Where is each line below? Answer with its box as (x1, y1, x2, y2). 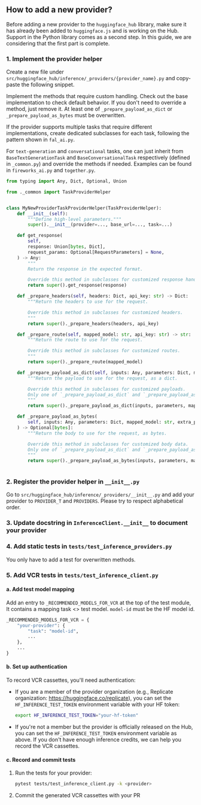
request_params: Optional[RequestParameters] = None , (28, 249, 165, 255)
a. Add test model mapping (6, 586, 75, 593)
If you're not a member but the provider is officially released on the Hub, (14, 723, 193, 730)
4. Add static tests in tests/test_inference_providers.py (6, 542, 172, 551)
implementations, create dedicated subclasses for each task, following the (6, 130, 190, 137)
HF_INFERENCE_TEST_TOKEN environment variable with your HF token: (14, 701, 180, 708)
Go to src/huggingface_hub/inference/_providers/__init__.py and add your (6, 491, 194, 499)
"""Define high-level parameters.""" (28, 216, 121, 222)
